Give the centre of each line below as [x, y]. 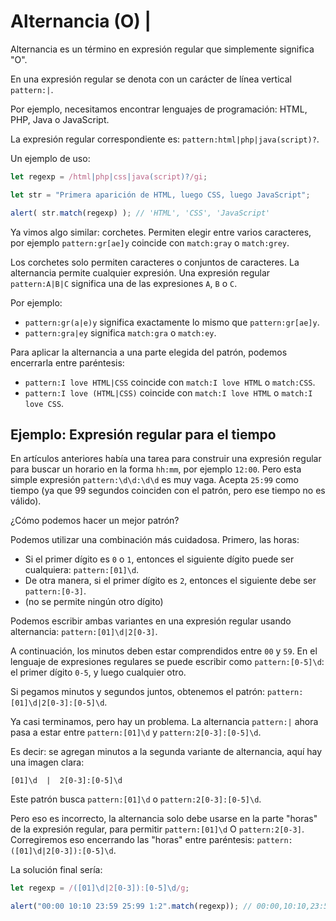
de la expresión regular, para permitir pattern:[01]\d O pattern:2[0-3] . [157, 829]
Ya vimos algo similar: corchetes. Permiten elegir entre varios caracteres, [161, 232]
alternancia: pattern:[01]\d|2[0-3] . [84, 632]
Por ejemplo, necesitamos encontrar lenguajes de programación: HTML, [159, 109]
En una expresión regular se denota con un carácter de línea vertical [151, 79]
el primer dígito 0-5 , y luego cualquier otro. [98, 672]
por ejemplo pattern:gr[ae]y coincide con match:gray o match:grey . [150, 242]
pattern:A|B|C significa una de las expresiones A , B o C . [124, 283]
